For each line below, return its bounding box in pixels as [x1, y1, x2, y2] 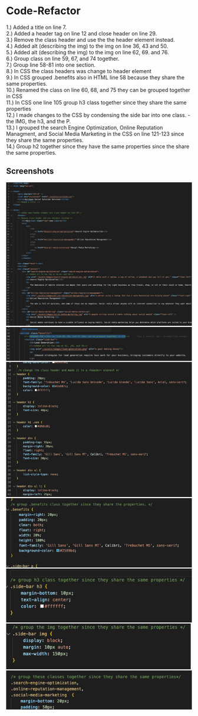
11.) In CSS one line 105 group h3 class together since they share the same [6, 99, 187, 106]
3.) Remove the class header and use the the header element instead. [6, 36, 175, 43]
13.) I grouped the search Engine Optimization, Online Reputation [6, 124, 163, 131]
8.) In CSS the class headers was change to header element [6, 67, 152, 74]
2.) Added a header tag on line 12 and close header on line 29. [6, 30, 157, 37]
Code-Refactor [6, 4, 81, 18]
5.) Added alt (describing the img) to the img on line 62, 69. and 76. [6, 48, 169, 55]
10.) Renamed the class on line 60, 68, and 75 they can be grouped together [6, 86, 190, 93]
